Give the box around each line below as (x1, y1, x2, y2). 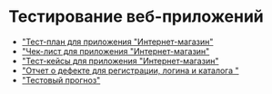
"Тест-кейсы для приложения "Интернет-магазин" (21, 55, 219, 66)
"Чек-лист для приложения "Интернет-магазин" (21, 45, 210, 56)
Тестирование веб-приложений (8, 6, 265, 27)
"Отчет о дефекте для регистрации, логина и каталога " (21, 65, 239, 76)
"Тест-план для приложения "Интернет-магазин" (21, 36, 214, 47)
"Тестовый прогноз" (21, 74, 101, 85)
